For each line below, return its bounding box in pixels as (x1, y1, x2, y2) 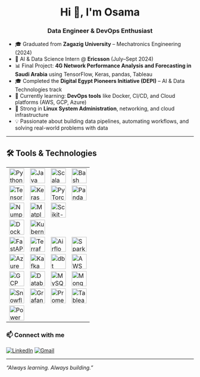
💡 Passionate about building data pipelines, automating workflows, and (14, 118, 189, 125)
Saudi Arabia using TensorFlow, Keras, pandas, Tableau (14, 71, 153, 78)
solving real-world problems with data (14, 125, 108, 132)
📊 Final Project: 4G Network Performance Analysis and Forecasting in (14, 62, 192, 69)
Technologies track (14, 86, 62, 93)
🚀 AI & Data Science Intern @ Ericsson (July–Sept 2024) (14, 55, 154, 63)
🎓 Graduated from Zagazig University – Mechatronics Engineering (14, 41, 182, 48)
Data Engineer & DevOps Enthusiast (47, 27, 153, 35)
